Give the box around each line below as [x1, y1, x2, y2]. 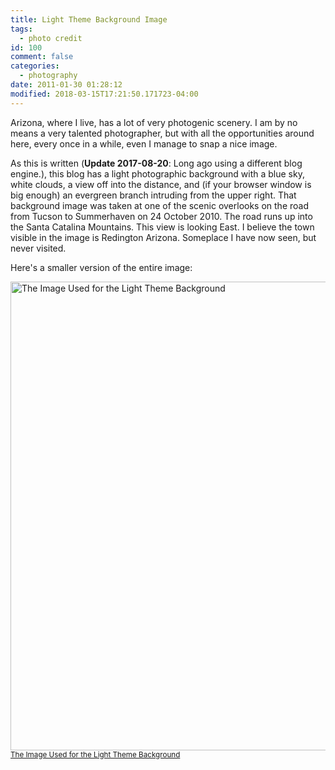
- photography [19, 71, 78, 81]
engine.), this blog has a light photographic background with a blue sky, [10, 167, 305, 180]
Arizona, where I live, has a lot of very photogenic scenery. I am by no [10, 116, 298, 128]
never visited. [10, 242, 67, 254]
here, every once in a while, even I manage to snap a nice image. [10, 137, 278, 150]
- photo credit [19, 33, 83, 43]
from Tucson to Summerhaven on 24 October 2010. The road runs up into [10, 210, 313, 222]
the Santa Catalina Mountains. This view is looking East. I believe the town [10, 221, 315, 233]
